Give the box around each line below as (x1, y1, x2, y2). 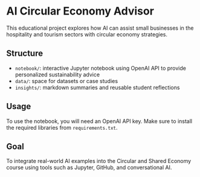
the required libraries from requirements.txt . (6, 124, 118, 131)
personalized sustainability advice (15, 71, 100, 78)
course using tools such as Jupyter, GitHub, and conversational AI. (6, 164, 172, 171)
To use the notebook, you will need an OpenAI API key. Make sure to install (6, 117, 192, 125)
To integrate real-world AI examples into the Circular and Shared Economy (6, 158, 192, 165)
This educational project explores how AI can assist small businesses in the (6, 24, 194, 32)
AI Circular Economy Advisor (6, 4, 154, 18)
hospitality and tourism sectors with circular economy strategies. (6, 30, 168, 38)
